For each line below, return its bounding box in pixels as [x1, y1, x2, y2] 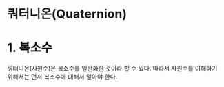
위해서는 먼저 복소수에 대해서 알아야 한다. [7, 73, 118, 81]
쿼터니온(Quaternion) [7, 6, 128, 22]
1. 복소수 [7, 40, 53, 55]
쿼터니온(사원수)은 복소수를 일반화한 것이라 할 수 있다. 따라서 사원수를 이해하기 [7, 64, 218, 73]
